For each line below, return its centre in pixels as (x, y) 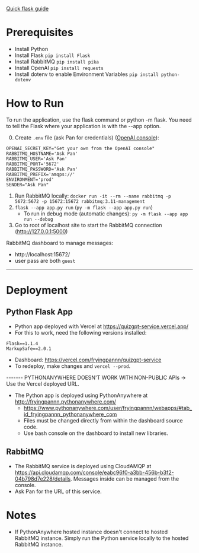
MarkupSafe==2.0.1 (29, 349)
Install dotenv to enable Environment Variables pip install (86, 74)
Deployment (37, 290)
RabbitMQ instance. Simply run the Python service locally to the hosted (102, 538)
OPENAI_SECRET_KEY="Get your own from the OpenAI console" (81, 148)
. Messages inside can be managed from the (125, 479)
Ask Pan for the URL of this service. (58, 491)
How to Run (35, 104)
